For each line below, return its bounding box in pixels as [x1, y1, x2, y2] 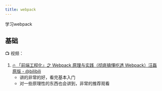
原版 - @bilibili [12, 69, 42, 74]
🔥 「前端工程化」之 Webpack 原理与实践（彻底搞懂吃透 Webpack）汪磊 [12, 62, 157, 68]
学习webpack [5, 21, 33, 27]
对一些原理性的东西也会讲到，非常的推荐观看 [19, 81, 110, 87]
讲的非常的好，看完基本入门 [19, 74, 76, 80]
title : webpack [5, 7, 36, 12]
